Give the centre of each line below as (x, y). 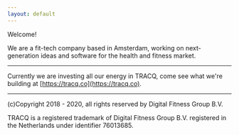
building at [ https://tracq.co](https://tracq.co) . (75, 83)
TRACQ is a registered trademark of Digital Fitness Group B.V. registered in (117, 117)
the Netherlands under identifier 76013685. (70, 125)
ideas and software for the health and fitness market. (118, 55)
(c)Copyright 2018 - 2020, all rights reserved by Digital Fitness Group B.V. (115, 104)
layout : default (31, 14)
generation (23, 55)
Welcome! (22, 34)
